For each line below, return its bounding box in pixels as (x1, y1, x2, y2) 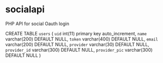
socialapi (5, 4, 45, 15)
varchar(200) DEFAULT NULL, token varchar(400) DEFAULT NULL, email (5, 36, 158, 42)
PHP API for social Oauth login (5, 20, 69, 27)
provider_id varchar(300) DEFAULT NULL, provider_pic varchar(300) (5, 47, 153, 53)
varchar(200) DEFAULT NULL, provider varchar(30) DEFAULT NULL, (5, 41, 150, 47)
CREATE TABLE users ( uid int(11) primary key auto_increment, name (5, 30, 147, 36)
